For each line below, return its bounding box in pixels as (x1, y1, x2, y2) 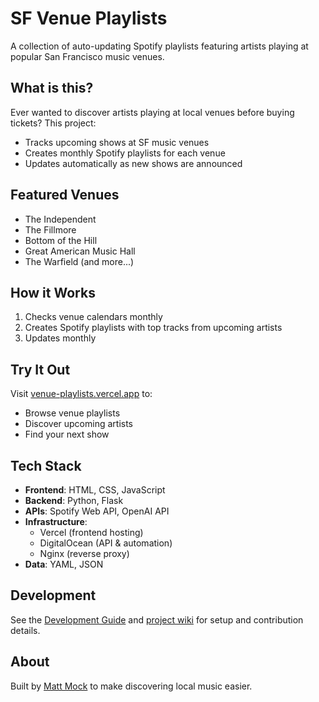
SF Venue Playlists (10, 7, 168, 30)
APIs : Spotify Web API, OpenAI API (24, 505, 170, 517)
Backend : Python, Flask (24, 495, 124, 506)
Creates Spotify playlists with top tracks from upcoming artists (24, 322, 283, 334)
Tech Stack (10, 457, 82, 474)
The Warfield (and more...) (24, 255, 135, 267)
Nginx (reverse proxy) (39, 548, 130, 559)
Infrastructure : (24, 516, 88, 527)
